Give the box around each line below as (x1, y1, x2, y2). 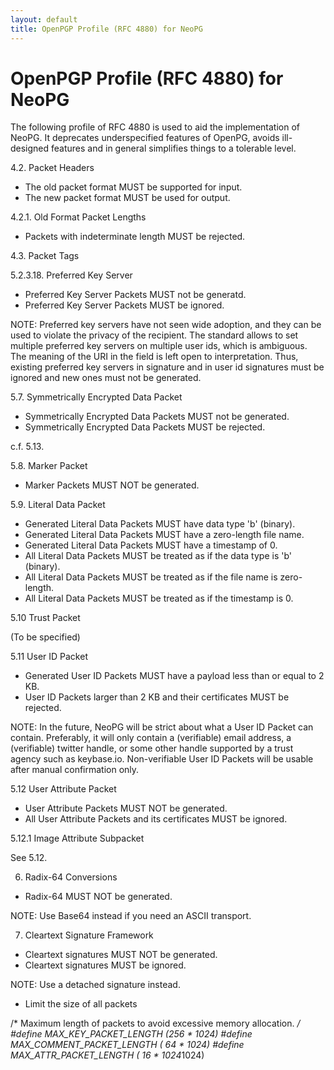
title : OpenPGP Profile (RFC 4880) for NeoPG (10, 24, 203, 34)
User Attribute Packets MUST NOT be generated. (24, 802, 228, 815)
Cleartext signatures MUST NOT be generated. (24, 949, 218, 961)
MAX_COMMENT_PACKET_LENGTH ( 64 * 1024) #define (10, 1039, 245, 1051)
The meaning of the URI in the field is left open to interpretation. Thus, (10, 351, 299, 363)
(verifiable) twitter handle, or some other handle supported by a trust (10, 742, 294, 755)
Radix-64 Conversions (24, 871, 118, 883)
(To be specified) (10, 631, 81, 643)
